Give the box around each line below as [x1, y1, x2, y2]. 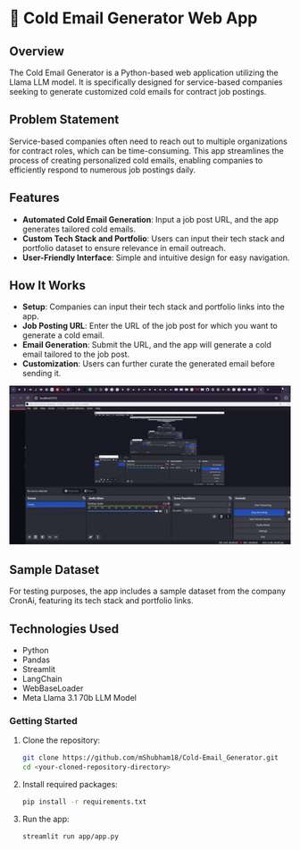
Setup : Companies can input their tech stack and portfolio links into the [21, 301, 285, 312]
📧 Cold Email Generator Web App [9, 8, 258, 29]
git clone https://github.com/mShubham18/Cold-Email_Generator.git [21, 753, 279, 762]
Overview [9, 44, 65, 59]
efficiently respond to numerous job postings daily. [9, 164, 196, 175]
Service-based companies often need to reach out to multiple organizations [9, 136, 288, 147]
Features [9, 190, 60, 206]
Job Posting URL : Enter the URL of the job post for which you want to [21, 321, 279, 332]
